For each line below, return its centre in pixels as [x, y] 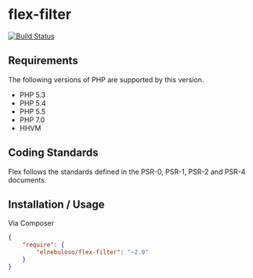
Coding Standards [53, 153]
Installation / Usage [56, 204]
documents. [27, 180]
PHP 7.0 [32, 120]
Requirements [43, 61]
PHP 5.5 [33, 111]
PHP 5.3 [33, 95]
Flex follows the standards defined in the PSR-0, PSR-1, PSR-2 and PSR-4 [127, 171]
